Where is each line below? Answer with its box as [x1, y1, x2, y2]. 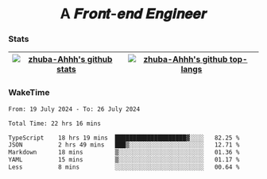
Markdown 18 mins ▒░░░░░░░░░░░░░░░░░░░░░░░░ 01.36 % [8, 148, 240, 157]
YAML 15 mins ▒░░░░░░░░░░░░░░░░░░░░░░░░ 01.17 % [8, 156, 240, 164]
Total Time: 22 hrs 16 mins [8, 120, 102, 128]
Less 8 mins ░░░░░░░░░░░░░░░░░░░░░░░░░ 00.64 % [8, 163, 240, 171]
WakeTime [8, 87, 50, 98]
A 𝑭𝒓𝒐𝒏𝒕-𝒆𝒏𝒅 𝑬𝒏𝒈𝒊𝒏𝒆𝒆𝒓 [60, 5, 207, 23]
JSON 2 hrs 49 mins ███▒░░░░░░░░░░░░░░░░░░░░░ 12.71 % [8, 141, 240, 149]
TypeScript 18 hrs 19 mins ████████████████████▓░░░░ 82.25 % [8, 134, 240, 142]
